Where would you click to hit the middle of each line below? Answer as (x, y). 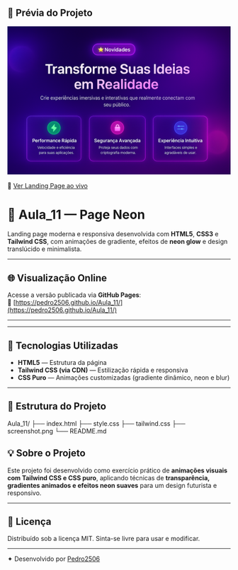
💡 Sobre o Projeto (47, 453)
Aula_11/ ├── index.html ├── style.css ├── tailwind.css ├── (96, 423)
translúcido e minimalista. (45, 249)
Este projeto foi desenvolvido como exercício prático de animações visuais (118, 470)
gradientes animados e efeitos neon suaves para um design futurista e (112, 485)
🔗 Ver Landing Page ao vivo (48, 186)
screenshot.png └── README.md (57, 431)
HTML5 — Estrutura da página (62, 363)
